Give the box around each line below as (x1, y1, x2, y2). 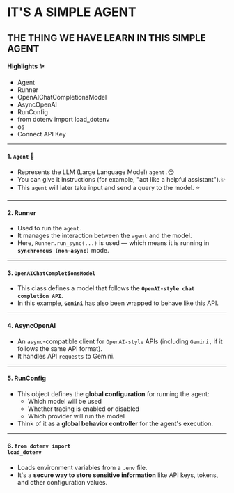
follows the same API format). (17, 344, 103, 352)
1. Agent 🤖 (7, 152, 35, 161)
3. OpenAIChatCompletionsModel (7, 269, 96, 277)
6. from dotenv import (7, 441, 71, 450)
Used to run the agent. (17, 224, 83, 233)
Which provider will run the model (27, 412, 125, 420)
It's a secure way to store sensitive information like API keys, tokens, (17, 471, 219, 479)
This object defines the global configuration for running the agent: (17, 389, 210, 398)
